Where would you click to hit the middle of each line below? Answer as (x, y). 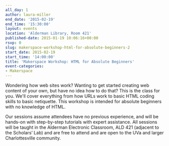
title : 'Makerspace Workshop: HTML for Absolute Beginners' (70, 62)
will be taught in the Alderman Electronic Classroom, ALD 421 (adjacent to (82, 127)
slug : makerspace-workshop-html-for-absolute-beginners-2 (68, 47)
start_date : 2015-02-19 (30, 52)
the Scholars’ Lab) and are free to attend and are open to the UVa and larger (85, 133)
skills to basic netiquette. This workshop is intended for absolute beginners (83, 101)
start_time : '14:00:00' (30, 57)
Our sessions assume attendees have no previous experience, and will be (82, 116)
